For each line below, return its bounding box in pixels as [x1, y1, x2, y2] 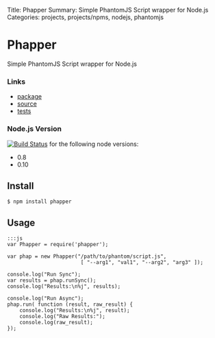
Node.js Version [7, 124, 62, 134]
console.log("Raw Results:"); [19, 313, 106, 320]
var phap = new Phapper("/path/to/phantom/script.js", [7, 253, 167, 260]
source [16, 99, 38, 108]
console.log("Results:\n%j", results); [7, 283, 121, 290]
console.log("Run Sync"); [7, 271, 81, 278]
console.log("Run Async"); [7, 295, 84, 302]
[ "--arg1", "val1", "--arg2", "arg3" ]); [80, 259, 204, 266]
